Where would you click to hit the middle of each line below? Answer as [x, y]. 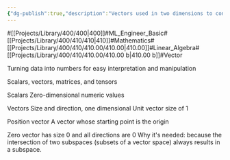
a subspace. [25, 149]
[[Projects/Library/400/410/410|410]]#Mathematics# [81, 40]
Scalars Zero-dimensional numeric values [66, 95]
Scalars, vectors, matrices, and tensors [62, 81]
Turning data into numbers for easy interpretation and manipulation [102, 68]
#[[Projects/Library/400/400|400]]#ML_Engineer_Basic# [87, 33]
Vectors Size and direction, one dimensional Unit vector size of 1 [98, 108]
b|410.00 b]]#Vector [154, 55]
